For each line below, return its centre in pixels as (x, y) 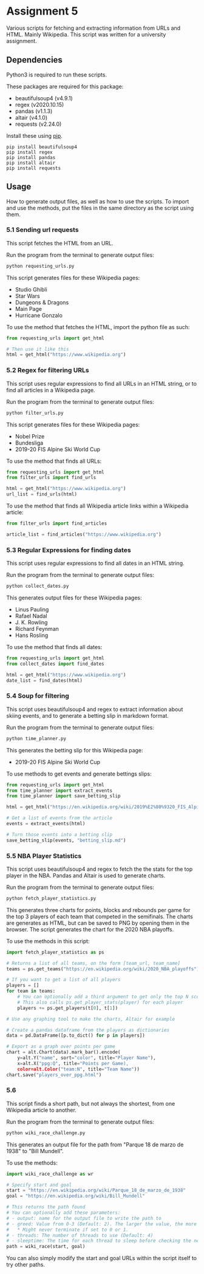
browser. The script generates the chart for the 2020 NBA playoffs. (90, 929)
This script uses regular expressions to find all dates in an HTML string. (95, 564)
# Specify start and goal (39, 1185)
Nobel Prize (30, 436)
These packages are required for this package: (65, 86)
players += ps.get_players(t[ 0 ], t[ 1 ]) (68, 1008)
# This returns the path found (46, 1207)
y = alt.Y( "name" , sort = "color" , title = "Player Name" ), (87, 1058)
